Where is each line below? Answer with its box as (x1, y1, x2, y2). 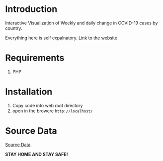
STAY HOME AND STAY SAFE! (5, 151, 68, 157)
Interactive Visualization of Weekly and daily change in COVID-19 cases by (5, 20, 158, 26)
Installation (5, 86, 53, 97)
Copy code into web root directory (12, 102, 83, 108)
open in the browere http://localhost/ (12, 108, 93, 114)
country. (5, 25, 22, 31)
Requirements (5, 52, 65, 64)
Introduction (5, 3, 58, 15)
